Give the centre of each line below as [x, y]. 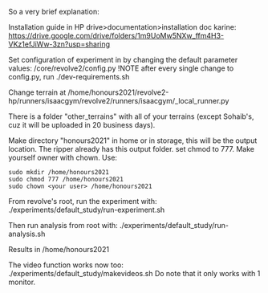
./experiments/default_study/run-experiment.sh [87, 210]
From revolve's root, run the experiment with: [83, 201]
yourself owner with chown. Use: [63, 157]
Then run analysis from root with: [63, 225]
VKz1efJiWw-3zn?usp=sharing [59, 44]
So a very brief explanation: [54, 12]
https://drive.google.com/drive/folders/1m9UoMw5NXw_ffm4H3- [116, 36]
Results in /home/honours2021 [59, 249]
